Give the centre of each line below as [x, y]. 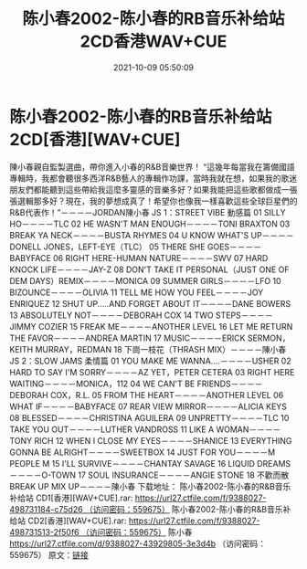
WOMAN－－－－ [249, 429]
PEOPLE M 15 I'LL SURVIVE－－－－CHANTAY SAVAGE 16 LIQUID [132, 463]
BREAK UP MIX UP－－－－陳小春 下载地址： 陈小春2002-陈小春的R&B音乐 [150, 486]
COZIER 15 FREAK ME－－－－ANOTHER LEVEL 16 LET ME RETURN [165, 326]
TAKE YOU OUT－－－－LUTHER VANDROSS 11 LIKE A [112, 429]
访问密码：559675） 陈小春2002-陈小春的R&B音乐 [188, 509]
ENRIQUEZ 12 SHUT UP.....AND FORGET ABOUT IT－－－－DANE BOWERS [150, 303]
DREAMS [274, 463]
